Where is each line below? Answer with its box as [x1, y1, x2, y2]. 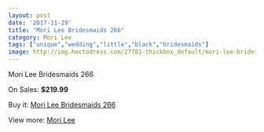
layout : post [8, 11, 51, 20]
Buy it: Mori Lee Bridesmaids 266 [8, 100, 116, 109]
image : [8, 48, 30, 56]
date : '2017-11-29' [8, 19, 72, 27]
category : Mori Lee [8, 33, 72, 42]
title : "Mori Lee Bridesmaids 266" [8, 26, 125, 34]
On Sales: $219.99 [8, 85, 69, 94]
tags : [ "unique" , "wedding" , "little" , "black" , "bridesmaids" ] [8, 41, 210, 49]
